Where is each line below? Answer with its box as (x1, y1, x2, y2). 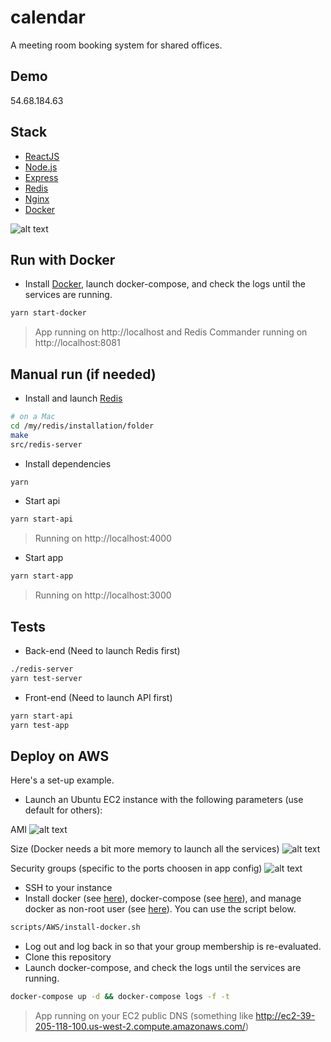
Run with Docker (10, 251, 116, 268)
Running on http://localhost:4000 (34, 532, 172, 545)
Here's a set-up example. (10, 774, 115, 786)
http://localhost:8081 (34, 337, 121, 349)
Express (24, 171, 59, 183)
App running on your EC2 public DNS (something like (34, 1010, 254, 1022)
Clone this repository (24, 951, 112, 963)
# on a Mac (10, 412, 56, 422)
